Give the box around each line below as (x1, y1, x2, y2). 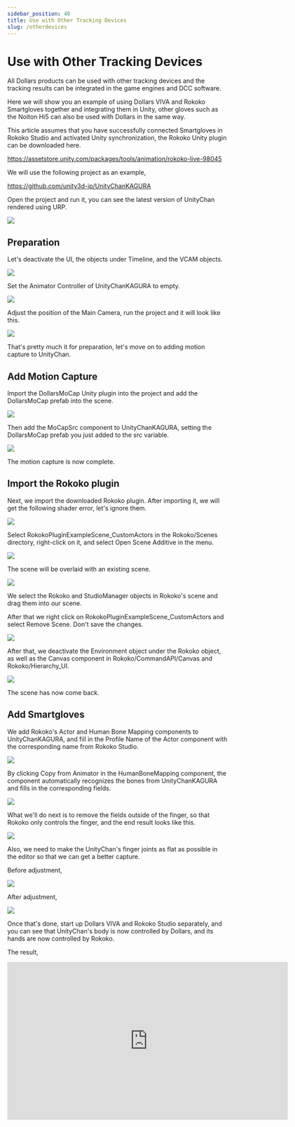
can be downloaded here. (7, 141, 82, 149)
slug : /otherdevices (7, 23, 68, 30)
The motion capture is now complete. (7, 457, 116, 466)
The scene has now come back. (7, 688, 100, 696)
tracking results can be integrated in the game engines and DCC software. (7, 84, 222, 93)
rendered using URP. (7, 203, 67, 211)
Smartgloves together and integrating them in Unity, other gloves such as (7, 105, 219, 114)
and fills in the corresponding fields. (7, 783, 111, 792)
